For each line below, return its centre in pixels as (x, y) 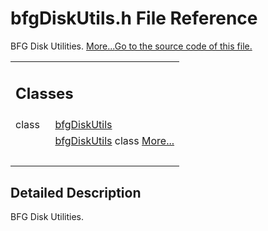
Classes (44, 93)
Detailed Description (76, 192)
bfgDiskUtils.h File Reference (134, 18)
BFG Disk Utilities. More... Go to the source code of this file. (131, 46)
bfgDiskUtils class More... (114, 141)
